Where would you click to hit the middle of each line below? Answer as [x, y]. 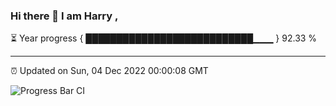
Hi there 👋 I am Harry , [64, 16]
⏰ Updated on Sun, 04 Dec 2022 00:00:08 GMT [109, 71]
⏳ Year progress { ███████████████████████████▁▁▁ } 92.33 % [164, 38]
